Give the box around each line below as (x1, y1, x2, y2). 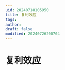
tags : (5, 17, 17, 22)
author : (5, 21, 22, 27)
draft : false (5, 27, 33, 32)
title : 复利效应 (5, 12, 37, 17)
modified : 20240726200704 (5, 31, 60, 36)
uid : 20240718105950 (5, 7, 49, 13)
